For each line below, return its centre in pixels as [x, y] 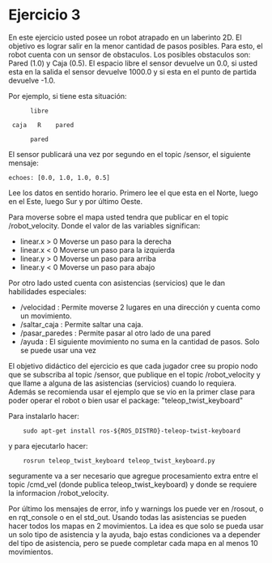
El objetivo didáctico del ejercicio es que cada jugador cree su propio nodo [133, 365]
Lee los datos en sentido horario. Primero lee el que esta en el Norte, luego [134, 193]
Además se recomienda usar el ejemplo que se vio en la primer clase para [132, 391]
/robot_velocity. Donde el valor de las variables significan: [104, 225]
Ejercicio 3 [45, 15]
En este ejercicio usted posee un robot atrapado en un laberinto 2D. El [125, 37]
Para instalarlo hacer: [44, 416]
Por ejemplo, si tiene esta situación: [68, 96]
